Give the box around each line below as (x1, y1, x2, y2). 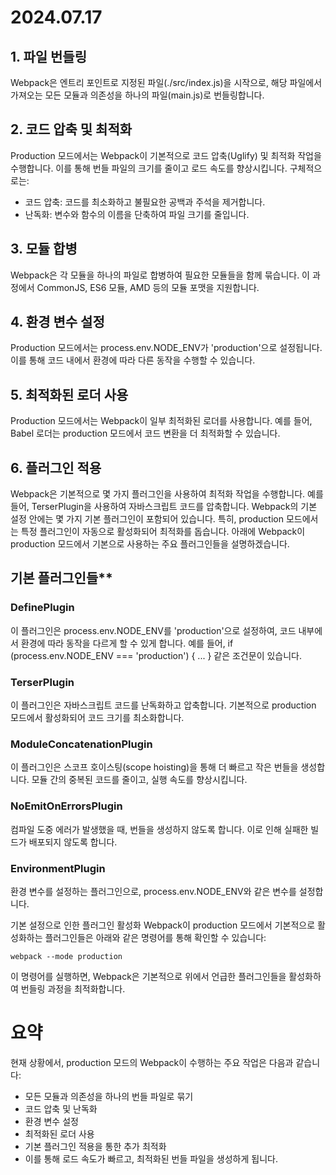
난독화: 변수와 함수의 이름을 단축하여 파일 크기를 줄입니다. (24, 208, 250, 220)
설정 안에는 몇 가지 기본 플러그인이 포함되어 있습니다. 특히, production (10, 513, 284, 525)
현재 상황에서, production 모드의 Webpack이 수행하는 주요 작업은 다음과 (10, 1056, 294, 1068)
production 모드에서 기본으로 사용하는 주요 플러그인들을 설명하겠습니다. (10, 538, 290, 550)
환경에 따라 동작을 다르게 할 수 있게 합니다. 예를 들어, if (20, 637, 234, 649)
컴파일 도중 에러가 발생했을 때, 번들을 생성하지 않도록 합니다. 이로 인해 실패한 (10, 823, 309, 835)
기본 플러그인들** (10, 570, 113, 587)
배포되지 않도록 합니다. (28, 836, 118, 848)
